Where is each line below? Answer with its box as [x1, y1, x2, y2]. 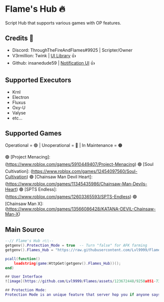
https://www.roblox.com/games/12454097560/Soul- [32, 168, 138, 174]
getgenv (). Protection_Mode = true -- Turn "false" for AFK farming [5, 243, 147, 248]
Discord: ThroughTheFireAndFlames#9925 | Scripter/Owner [12, 47, 133, 53]
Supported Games [5, 129, 62, 138]
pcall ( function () [5, 256, 41, 261]
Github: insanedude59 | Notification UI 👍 [12, 60, 95, 66]
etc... [12, 115, 23, 121]
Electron [12, 94, 29, 100]
